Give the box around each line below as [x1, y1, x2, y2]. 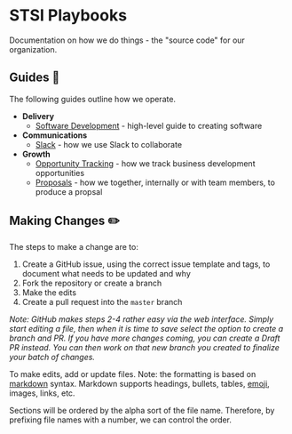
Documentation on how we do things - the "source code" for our [9, 35, 246, 45]
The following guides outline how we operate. [9, 93, 176, 104]
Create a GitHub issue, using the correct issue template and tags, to [21, 259, 271, 269]
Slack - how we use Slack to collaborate [35, 139, 183, 149]
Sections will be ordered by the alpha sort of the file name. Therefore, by [9, 405, 275, 415]
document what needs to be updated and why [21, 268, 191, 278]
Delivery [21, 110, 55, 121]
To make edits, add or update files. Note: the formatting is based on [9, 368, 256, 379]
